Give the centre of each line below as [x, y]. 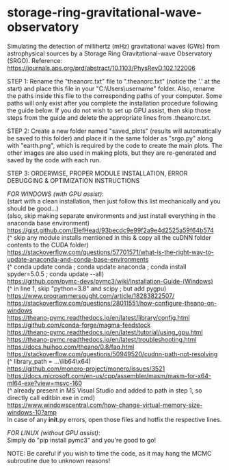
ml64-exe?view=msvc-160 [45, 383]
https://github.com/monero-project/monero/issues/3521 [86, 369]
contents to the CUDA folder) [48, 245]
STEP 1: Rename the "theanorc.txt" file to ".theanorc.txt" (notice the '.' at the [114, 81]
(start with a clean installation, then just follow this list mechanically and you [114, 201]
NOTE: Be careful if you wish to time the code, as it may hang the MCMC [109, 453]
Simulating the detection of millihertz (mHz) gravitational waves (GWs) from [113, 46]
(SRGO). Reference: [35, 60]
